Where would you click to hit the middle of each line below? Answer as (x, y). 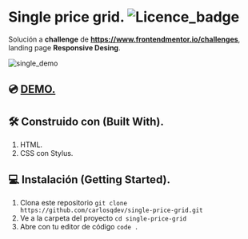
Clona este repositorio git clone (74, 202)
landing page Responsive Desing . (65, 47)
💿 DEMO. (32, 89)
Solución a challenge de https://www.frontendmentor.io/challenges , (124, 39)
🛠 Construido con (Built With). (86, 121)
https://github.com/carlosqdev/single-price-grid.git (111, 210)
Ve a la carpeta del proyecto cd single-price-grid (103, 218)
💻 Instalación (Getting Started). (89, 179)
